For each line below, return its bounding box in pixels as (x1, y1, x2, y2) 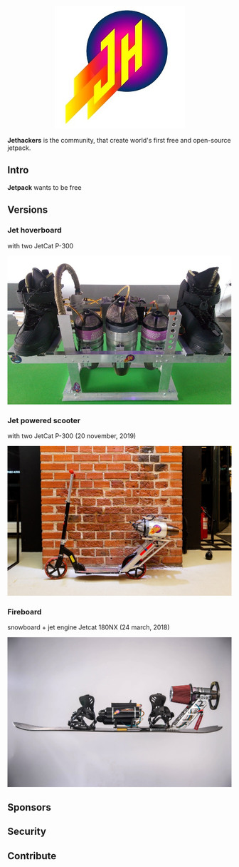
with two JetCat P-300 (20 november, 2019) (7, 432, 137, 440)
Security (7, 826, 46, 838)
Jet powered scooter (7, 415, 81, 425)
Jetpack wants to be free (7, 183, 82, 191)
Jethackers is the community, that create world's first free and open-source (7, 136, 231, 144)
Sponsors (7, 801, 51, 813)
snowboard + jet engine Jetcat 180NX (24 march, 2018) (7, 623, 170, 632)
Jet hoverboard (7, 225, 62, 235)
